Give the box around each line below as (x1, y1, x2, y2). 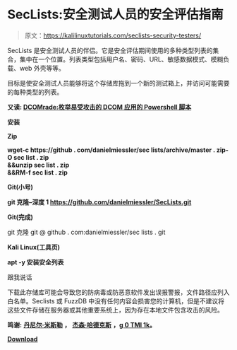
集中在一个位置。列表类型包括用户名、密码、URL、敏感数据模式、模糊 (19, 54, 224, 64)
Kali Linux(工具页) (7, 243, 60, 251)
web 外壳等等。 (19, 64, 65, 72)
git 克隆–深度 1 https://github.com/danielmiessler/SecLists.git (7, 197, 192, 206)
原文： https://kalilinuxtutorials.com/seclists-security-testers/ (24, 31, 202, 40)
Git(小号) (7, 182, 33, 191)
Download (7, 334, 38, 343)
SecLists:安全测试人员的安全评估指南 (7, 6, 224, 23)
